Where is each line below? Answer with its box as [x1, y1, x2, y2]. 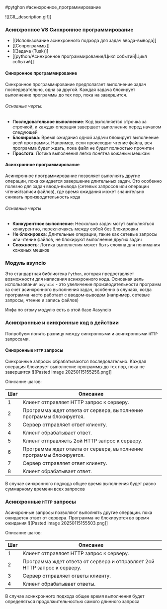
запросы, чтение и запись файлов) [5, 297, 79, 303]
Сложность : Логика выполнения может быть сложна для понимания [12, 242, 160, 248]
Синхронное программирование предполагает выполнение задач [5, 81, 147, 87]
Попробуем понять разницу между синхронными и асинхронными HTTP [5, 330, 158, 336]
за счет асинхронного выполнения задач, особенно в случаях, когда [5, 287, 152, 293]
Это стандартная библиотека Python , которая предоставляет [5, 271, 134, 277]
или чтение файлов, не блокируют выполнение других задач [12, 236, 142, 243]
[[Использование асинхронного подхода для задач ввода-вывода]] [12, 37, 157, 44]
